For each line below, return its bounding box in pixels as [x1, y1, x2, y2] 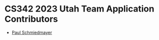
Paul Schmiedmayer [11, 29, 52, 35]
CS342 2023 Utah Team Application [4, 3, 155, 14]
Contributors [4, 13, 58, 25]
